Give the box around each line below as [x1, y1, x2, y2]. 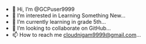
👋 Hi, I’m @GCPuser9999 [11, 6, 75, 12]
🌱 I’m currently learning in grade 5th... [11, 18, 107, 25]
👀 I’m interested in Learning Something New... [11, 12, 125, 19]
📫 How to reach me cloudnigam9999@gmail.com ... [11, 32, 141, 38]
